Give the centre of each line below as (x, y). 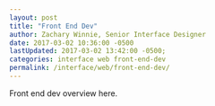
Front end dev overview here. (64, 93)
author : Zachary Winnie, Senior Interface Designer (107, 34)
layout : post (34, 18)
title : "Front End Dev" (54, 26)
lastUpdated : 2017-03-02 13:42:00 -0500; (88, 51)
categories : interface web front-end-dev (88, 59)
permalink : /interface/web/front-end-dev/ (90, 68)
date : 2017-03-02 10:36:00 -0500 (72, 43)
